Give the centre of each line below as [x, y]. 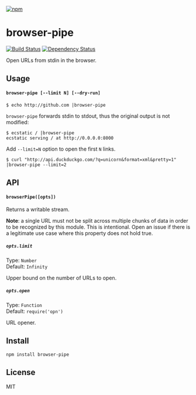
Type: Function [24, 305]
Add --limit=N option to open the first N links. [61, 149]
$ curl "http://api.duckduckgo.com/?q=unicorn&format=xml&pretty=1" [91, 159]
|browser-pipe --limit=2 [36, 165]
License [21, 372]
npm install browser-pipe [37, 355]
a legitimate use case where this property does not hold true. [80, 233]
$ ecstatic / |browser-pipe [40, 133]
